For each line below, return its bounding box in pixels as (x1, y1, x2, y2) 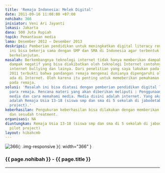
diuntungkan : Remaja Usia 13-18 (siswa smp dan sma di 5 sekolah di (5, 121, 148, 126)
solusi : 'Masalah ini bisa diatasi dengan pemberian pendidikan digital (5, 84, 157, 90)
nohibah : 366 (5, 16, 32, 21)
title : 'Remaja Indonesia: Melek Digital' (5, 7, 93, 12)
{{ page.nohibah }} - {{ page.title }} (5, 156, 91, 163)
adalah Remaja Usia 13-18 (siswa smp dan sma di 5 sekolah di (9, 99, 139, 103)
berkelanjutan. (9, 52, 41, 58)
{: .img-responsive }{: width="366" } (18, 144, 92, 149)
